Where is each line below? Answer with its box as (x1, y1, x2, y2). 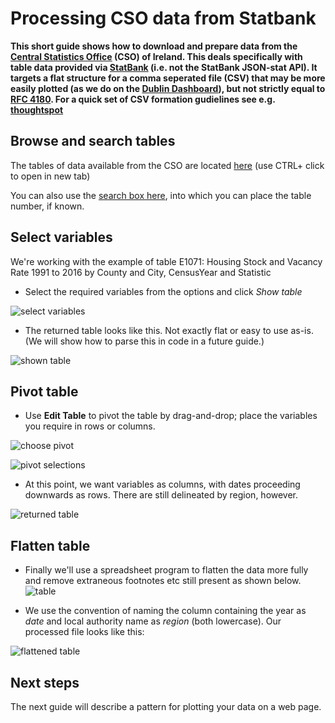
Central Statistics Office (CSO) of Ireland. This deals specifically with (10, 50, 303, 62)
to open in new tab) (10, 170, 91, 182)
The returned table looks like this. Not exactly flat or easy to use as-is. (24, 324, 314, 336)
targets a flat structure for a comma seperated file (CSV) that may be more (10, 72, 326, 84)
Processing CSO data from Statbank (10, 7, 317, 30)
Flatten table (10, 537, 91, 554)
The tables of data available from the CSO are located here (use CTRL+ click (10, 159, 325, 171)
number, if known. (10, 200, 85, 212)
